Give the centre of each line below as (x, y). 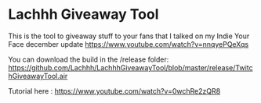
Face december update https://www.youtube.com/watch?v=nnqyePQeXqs (129, 44)
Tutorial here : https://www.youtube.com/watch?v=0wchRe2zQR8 (114, 91)
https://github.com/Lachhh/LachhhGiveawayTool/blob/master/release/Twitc (130, 67)
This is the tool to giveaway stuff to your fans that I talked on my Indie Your (129, 36)
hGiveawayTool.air (38, 76)
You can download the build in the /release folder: (89, 59)
